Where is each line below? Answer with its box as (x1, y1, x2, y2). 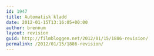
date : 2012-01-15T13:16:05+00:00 (6, 19, 88, 25)
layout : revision (6, 30, 49, 36)
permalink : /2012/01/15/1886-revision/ (6, 41, 104, 47)
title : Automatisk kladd (6, 14, 67, 20)
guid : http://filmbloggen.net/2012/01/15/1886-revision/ (6, 36, 149, 41)
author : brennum (6, 24, 46, 31)
